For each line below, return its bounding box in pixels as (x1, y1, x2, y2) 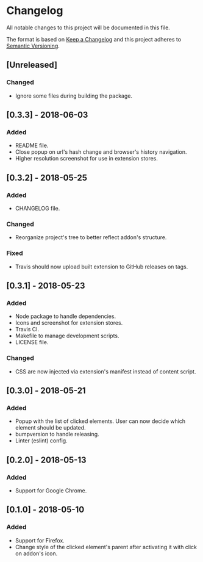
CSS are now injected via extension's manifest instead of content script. (15, 367, 196, 375)
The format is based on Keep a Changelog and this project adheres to (6, 35, 182, 43)
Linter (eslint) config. (15, 437, 68, 444)
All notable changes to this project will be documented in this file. (6, 24, 171, 31)
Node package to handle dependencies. (15, 312, 116, 320)
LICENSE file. (15, 339, 49, 346)
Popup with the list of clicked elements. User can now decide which (15, 417, 186, 425)
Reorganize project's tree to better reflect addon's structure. (15, 234, 167, 241)
